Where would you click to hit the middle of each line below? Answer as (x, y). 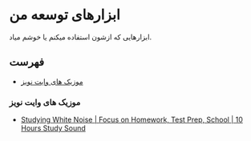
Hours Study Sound (53, 128)
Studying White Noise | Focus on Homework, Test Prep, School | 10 (132, 120)
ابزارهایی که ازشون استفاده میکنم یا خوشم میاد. (81, 37)
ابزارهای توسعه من (65, 15)
